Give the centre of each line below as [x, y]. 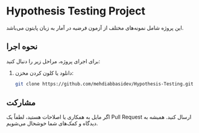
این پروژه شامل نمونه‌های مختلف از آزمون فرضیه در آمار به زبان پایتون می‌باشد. [95, 28]
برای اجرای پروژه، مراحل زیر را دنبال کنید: [53, 61]
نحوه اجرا [22, 47]
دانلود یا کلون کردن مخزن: [44, 73]
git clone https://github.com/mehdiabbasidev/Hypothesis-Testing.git [104, 84]
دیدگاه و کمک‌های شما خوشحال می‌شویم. [52, 123]
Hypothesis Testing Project [76, 11]
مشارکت [21, 103]
